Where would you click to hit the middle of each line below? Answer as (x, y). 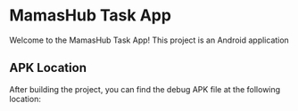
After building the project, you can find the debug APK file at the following (145, 89)
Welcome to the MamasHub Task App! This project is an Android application (149, 40)
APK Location (48, 68)
